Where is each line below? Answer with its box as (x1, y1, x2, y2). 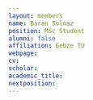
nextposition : (8, 79, 57, 87)
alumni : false (8, 34, 57, 43)
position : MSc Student (8, 27, 85, 35)
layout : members (8, 11, 63, 20)
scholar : (8, 65, 38, 73)
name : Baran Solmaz (8, 19, 74, 27)
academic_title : (8, 72, 63, 80)
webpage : (8, 49, 38, 57)
